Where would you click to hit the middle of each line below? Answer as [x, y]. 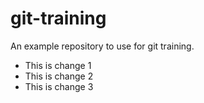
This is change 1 [58, 65]
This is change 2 [59, 76]
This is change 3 [59, 86]
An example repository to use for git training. [102, 46]
